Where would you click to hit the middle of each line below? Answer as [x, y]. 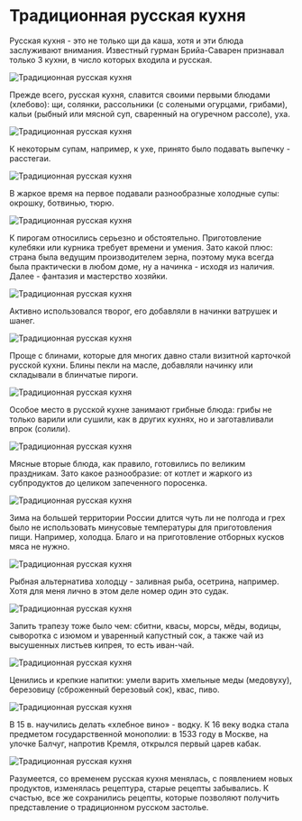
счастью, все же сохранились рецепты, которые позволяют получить [144, 798]
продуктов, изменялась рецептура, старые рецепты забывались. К [139, 788]
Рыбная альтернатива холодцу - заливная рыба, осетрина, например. [144, 581]
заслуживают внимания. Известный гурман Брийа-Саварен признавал [147, 50]
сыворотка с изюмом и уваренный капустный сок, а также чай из [137, 635]
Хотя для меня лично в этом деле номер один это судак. [119, 590]
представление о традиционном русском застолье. [109, 807]
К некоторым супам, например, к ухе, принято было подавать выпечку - [150, 149]
